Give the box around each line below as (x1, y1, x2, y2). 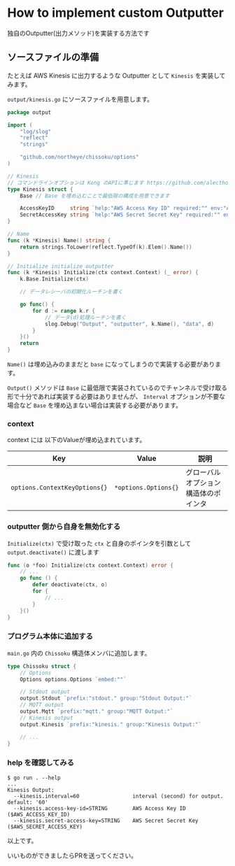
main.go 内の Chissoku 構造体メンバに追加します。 (7, 648, 151, 657)
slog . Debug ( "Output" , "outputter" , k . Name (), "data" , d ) (44, 320, 215, 327)
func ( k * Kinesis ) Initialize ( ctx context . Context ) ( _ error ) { (7, 269, 199, 276)
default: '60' (7, 799, 49, 806)
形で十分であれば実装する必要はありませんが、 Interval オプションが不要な (7, 392, 226, 400)
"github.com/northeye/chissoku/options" (20, 154, 139, 161)
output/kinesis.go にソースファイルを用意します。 (7, 94, 154, 103)
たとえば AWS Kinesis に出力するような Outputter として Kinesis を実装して (7, 71, 226, 80)
